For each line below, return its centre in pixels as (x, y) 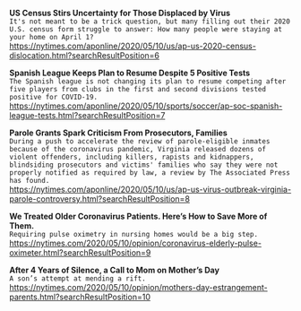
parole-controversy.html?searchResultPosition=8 (100, 199)
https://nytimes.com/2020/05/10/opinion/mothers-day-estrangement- (138, 287)
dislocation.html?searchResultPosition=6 (84, 56)
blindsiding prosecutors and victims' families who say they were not (144, 165)
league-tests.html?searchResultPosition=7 (87, 115)
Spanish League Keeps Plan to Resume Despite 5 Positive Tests (130, 73)
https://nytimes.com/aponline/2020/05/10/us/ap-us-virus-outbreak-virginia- (150, 189)
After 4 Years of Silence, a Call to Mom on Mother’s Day (114, 270)
